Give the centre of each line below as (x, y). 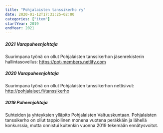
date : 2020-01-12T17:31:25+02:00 (40, 14)
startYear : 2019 (22, 24)
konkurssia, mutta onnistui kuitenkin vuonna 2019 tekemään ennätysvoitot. (82, 126)
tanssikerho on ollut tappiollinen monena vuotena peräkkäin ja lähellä (76, 120)
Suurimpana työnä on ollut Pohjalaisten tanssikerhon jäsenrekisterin (75, 57)
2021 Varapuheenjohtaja (32, 44)
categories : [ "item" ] (28, 19)
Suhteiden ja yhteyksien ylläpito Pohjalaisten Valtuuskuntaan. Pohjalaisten (81, 115)
